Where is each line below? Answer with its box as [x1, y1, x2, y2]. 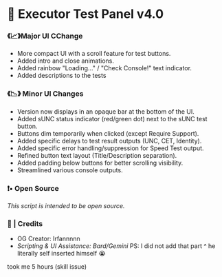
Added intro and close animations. [16, 57, 115, 65]
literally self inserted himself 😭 [16, 249, 107, 258]
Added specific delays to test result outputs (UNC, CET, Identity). [16, 136, 202, 145]
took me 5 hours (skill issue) [7, 263, 87, 271]
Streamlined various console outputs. [16, 165, 123, 174]
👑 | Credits [7, 219, 43, 228]
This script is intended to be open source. [7, 202, 125, 210]
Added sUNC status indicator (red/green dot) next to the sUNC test [16, 114, 208, 123]
